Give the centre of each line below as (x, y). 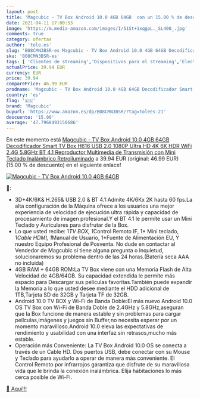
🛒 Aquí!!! (17, 389)
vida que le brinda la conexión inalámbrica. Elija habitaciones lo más (98, 371)
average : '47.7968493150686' (42, 123)
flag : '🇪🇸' (21, 100)
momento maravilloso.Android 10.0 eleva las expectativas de (89, 326)
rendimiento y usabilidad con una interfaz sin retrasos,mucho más (96, 333)
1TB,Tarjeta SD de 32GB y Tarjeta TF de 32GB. (72, 295)
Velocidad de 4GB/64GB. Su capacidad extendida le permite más (95, 276)
